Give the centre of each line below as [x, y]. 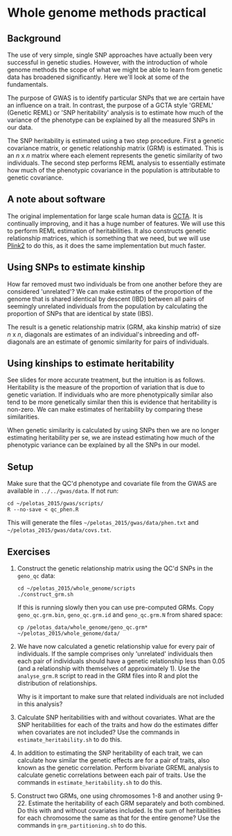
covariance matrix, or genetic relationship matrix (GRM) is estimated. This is [115, 148]
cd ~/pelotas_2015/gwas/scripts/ [55, 504]
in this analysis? [40, 704]
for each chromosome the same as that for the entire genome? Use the [118, 818]
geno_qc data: [36, 576]
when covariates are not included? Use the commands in [98, 732]
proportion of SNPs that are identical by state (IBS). [80, 313]
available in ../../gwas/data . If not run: [63, 491]
